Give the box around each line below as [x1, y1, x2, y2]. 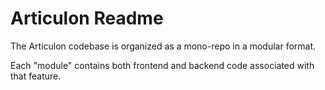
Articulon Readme [10, 7, 164, 30]
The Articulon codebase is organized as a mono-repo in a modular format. [10, 40, 317, 52]
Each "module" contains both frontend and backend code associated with [10, 59, 315, 71]
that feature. [10, 70, 62, 82]
